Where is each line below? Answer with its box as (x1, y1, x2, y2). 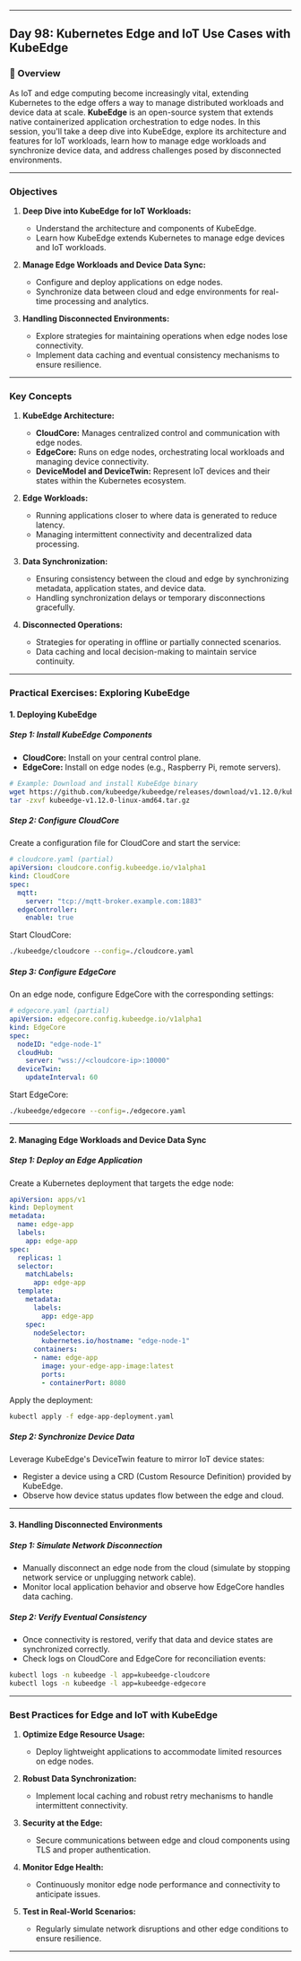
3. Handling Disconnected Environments (9, 1520, 163, 1530)
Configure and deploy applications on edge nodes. (35, 276, 223, 287)
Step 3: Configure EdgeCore (9, 966, 116, 977)
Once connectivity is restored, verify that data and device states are (21, 1634, 273, 1645)
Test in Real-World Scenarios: (21, 1906, 136, 1917)
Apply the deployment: (9, 1394, 94, 1405)
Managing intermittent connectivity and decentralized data (35, 529, 253, 540)
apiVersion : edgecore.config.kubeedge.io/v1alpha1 (9, 1015, 202, 1024)
